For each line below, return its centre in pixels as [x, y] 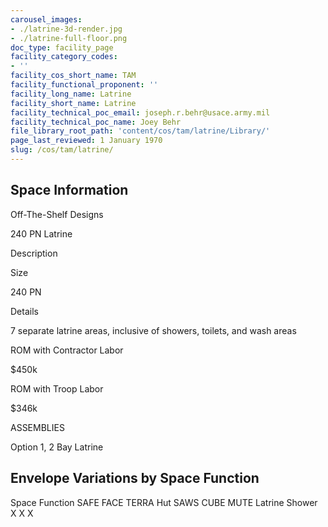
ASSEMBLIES [37, 427]
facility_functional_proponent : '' [84, 85]
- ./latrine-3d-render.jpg [66, 29]
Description [34, 253]
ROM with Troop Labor [57, 388]
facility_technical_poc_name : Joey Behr [96, 122]
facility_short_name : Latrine [73, 103]
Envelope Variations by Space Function [135, 478]
